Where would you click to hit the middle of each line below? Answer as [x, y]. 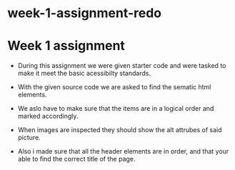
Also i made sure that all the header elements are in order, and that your [123, 151]
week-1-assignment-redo [85, 13]
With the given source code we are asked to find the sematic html [114, 87]
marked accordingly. [48, 116]
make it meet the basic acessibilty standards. [84, 74]
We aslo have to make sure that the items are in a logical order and [116, 109]
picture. [29, 138]
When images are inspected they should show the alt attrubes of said [120, 130]
